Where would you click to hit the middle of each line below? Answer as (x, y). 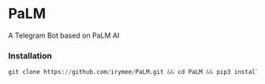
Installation (30, 56)
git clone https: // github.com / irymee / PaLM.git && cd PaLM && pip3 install (134, 72)
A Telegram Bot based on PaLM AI (64, 35)
